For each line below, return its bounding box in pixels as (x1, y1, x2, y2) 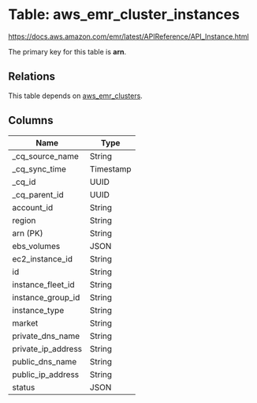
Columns (8, 114, 54, 127)
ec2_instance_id (12, 253, 73, 264)
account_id (12, 201, 54, 213)
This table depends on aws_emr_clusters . (8, 91, 143, 100)
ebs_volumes (12, 240, 61, 251)
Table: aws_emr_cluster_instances (8, 6, 240, 24)
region (12, 215, 36, 226)
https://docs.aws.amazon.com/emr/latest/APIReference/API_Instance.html (8, 32, 250, 41)
